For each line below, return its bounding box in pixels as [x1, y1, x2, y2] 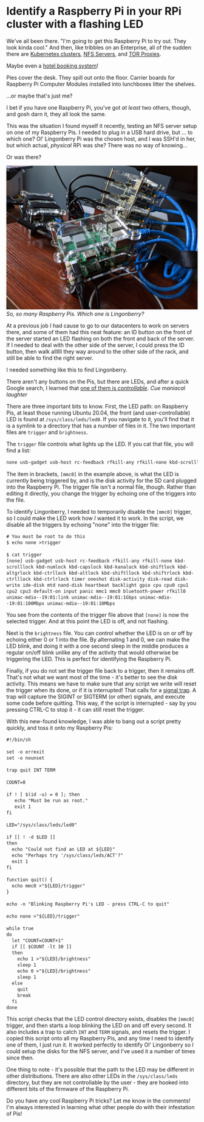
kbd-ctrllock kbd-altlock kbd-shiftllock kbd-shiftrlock [33, 570, 181, 576]
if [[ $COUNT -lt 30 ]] [12, 944, 72, 950]
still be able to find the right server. [6, 354, 94, 362]
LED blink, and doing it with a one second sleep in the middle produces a [6, 642, 188, 650]
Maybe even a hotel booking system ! [6, 62, 98, 69]
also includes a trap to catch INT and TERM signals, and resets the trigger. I [6, 1028, 190, 1036]
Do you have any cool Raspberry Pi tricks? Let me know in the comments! [6, 1097, 191, 1104]
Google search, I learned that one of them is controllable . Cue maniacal [6, 384, 186, 391]
